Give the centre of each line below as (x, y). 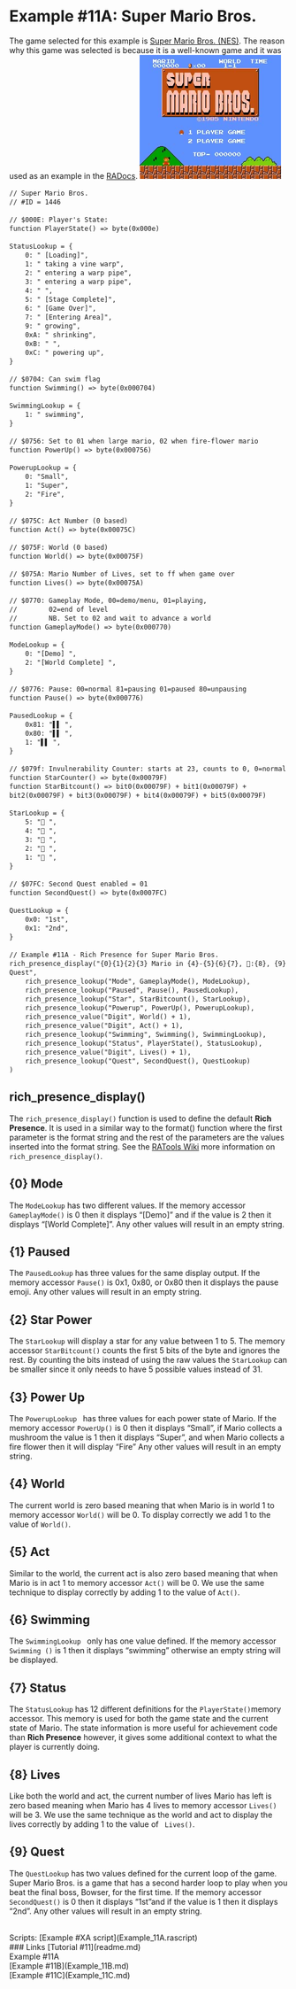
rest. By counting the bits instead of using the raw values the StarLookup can (148, 1360)
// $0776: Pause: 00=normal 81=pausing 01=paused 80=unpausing (128, 689)
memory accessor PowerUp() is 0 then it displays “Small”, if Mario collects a (146, 1428)
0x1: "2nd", (47, 928)
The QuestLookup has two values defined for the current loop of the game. (143, 1873)
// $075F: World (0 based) (59, 547)
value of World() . (40, 1524)
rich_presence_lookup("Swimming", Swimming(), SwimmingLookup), (146, 1034)
